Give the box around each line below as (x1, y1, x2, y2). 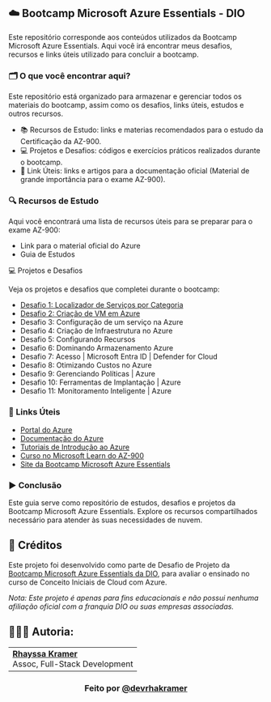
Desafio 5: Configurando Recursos (19, 334, 136, 344)
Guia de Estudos (19, 249, 75, 259)
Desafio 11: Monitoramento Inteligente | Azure (19, 386, 172, 396)
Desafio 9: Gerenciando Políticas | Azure (19, 369, 156, 379)
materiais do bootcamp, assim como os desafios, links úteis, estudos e (8, 100, 244, 110)
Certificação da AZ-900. (19, 137, 102, 147)
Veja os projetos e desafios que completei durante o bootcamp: (8, 284, 220, 294)
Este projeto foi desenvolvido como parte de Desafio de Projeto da (8, 559, 231, 569)
